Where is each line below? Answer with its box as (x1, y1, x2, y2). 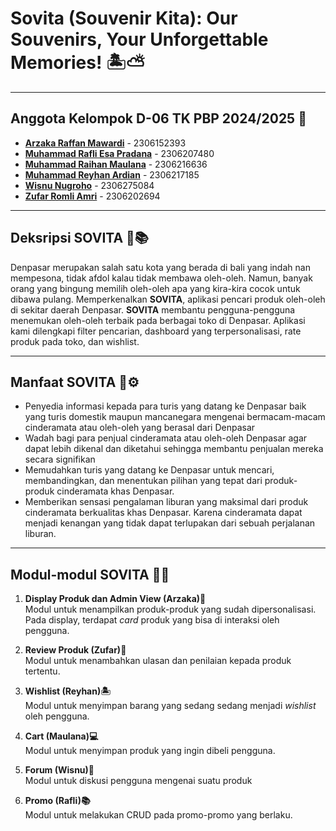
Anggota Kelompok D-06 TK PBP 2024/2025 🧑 (10, 110, 307, 127)
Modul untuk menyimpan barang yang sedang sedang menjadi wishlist (24, 700, 317, 712)
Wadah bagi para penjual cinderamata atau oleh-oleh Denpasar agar (24, 432, 308, 444)
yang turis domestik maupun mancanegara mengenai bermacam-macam (24, 411, 326, 423)
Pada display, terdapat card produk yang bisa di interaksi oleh (24, 614, 280, 626)
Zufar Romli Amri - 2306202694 (24, 190, 161, 202)
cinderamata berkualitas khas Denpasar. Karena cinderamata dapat (24, 507, 303, 519)
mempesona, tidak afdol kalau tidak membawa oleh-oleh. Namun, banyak (10, 272, 313, 284)
